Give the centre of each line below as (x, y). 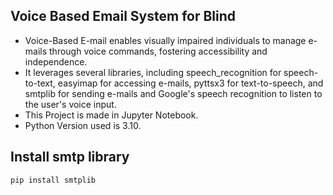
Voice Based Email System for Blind (123, 16)
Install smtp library (70, 157)
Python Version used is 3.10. (83, 125)
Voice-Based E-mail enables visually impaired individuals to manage (165, 40)
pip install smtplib (53, 180)
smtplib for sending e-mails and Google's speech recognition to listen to (173, 93)
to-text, (40, 83)
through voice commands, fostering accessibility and (158, 51)
